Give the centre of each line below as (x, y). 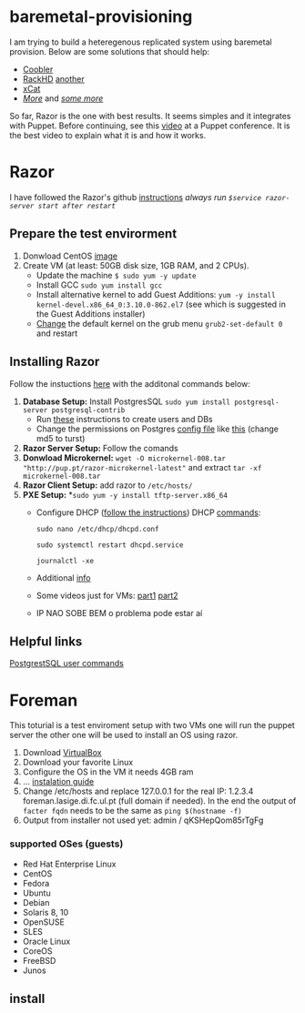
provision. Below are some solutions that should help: (110, 51)
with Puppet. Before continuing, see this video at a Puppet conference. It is (150, 126)
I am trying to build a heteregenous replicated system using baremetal (141, 42)
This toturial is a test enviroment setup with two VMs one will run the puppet (152, 725)
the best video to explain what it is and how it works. (108, 135)
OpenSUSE (44, 922)
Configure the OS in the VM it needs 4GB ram (108, 772)
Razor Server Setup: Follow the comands (101, 448)
